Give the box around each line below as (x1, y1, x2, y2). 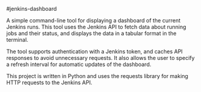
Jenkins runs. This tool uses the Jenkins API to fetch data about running (6, 24, 186, 30)
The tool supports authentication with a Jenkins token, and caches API (6, 48, 183, 55)
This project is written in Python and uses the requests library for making (6, 73, 188, 79)
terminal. (6, 36, 29, 43)
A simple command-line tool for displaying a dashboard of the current (6, 17, 181, 24)
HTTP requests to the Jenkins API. (6, 79, 92, 86)
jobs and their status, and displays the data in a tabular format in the (6, 30, 177, 37)
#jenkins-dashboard (6, 5, 57, 12)
